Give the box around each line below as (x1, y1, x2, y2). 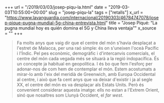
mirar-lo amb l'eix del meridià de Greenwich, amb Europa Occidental (16, 71, 156, 77)
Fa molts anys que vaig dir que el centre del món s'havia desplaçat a (16, 40, 156, 46)
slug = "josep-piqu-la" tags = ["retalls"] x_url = (48, 9, 143, 15)
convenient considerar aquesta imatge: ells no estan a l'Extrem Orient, (16, 87, 160, 93)
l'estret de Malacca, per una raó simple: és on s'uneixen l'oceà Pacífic (16, 45, 159, 51)
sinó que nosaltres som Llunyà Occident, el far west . (16, 92, 124, 98)
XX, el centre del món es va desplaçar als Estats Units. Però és (16, 82, 144, 88)
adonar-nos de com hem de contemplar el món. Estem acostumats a (16, 66, 156, 72)
